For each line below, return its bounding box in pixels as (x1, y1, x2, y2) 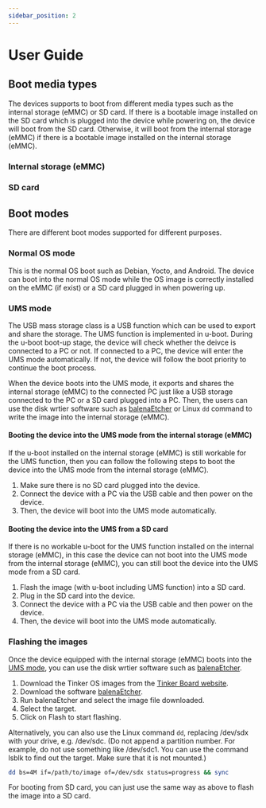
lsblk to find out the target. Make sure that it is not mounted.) (8, 753, 206, 763)
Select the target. (19, 704, 77, 713)
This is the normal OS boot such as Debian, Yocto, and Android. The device (8, 266, 255, 275)
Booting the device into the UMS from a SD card (8, 524, 168, 533)
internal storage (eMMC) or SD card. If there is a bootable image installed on (8, 107, 258, 116)
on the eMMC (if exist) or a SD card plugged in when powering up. (8, 283, 226, 292)
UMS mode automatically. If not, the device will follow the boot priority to (8, 354, 247, 364)
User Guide (8, 45, 84, 64)
